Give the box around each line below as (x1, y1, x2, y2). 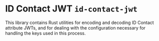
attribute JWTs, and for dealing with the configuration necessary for (5, 24, 146, 30)
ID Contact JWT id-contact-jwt (5, 3, 138, 14)
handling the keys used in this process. (5, 30, 86, 36)
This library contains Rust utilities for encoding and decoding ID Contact (5, 19, 154, 25)
